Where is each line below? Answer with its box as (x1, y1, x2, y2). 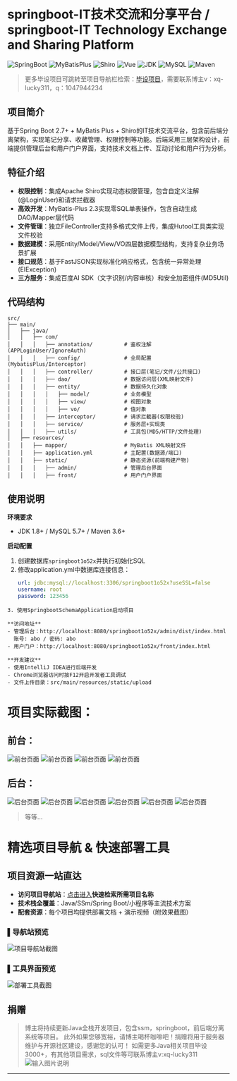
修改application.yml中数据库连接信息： (17, 566, 130, 574)
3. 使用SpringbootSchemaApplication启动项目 (7, 606, 134, 613)
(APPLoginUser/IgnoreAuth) (7, 347, 87, 355)
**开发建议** (7, 656, 42, 664)
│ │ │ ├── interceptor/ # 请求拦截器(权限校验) (7, 413, 185, 420)
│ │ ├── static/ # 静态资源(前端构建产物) (7, 457, 190, 464)
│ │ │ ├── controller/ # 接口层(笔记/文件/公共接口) (7, 368, 201, 376)
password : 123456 (17, 592, 69, 599)
